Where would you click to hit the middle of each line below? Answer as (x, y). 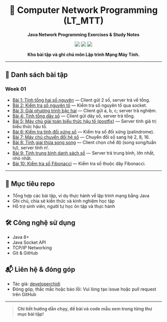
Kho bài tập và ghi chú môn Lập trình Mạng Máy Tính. (83, 54)
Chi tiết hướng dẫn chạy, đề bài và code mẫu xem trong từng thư (85, 309)
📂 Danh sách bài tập (37, 75)
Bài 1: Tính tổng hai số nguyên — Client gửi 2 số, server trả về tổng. (81, 100)
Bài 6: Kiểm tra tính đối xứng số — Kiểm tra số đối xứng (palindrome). (83, 132)
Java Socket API (29, 242)
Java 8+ (21, 237)
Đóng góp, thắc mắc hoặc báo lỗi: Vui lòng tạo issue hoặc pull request (84, 289)
